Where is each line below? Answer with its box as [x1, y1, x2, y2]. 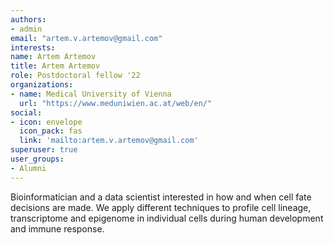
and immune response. [10, 222, 105, 235]
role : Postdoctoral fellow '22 [10, 71, 141, 81]
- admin [10, 24, 43, 34]
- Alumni [10, 163, 47, 173]
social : [10, 107, 43, 118]
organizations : [10, 80, 74, 90]
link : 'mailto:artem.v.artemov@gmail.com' [19, 136, 199, 146]
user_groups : [10, 154, 65, 164]
